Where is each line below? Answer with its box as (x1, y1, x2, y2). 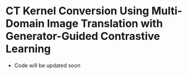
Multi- (151, 4, 183, 18)
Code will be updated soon (14, 61, 81, 69)
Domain (5, 17, 45, 30)
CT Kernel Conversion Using (5, 4, 150, 18)
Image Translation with (47, 17, 164, 30)
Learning (5, 42, 51, 56)
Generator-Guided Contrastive (5, 30, 161, 43)
